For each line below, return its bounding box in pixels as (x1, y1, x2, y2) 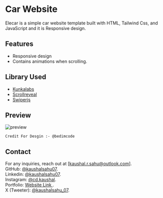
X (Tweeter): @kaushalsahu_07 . (5, 187, 70, 193)
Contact (5, 147, 31, 156)
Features (5, 40, 33, 48)
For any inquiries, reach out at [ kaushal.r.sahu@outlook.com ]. (5, 161, 132, 167)
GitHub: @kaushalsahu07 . (5, 166, 58, 172)
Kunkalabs (12, 86, 34, 92)
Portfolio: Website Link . (5, 182, 54, 188)
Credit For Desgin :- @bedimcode (5, 134, 75, 139)
